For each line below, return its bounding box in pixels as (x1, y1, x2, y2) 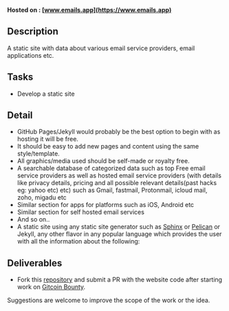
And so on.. (17, 215, 50, 224)
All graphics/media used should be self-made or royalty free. (17, 157, 190, 165)
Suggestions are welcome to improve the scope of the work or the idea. (7, 296, 210, 305)
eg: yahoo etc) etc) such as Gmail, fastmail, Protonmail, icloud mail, (17, 186, 208, 195)
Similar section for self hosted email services (17, 208, 144, 216)
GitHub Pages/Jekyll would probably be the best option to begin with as (17, 127, 221, 136)
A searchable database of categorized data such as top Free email (17, 164, 206, 173)
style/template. (17, 149, 60, 158)
